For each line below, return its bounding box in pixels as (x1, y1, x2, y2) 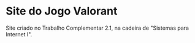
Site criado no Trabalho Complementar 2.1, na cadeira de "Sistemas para (6, 24, 189, 31)
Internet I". (6, 30, 32, 38)
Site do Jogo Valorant (6, 4, 118, 18)
